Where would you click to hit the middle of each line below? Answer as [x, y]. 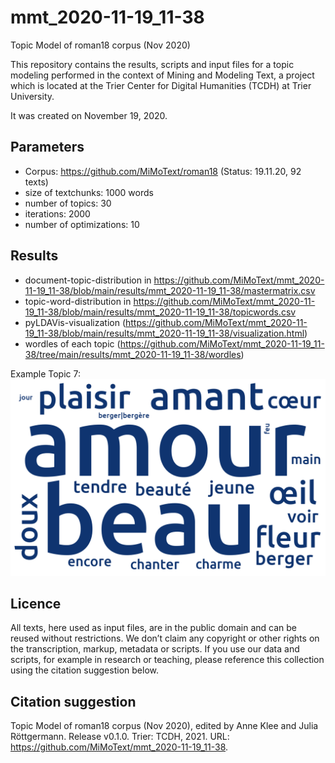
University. [32, 96]
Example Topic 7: [45, 373]
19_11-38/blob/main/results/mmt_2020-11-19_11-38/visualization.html [164, 333]
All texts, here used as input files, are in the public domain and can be [153, 628]
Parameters [47, 147]
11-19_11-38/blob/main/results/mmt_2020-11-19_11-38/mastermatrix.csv [170, 290]
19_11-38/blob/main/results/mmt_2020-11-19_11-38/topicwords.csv [160, 312]
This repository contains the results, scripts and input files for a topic [152, 64]
